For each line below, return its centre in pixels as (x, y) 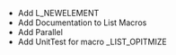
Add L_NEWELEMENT (58, 13)
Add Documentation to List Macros (82, 23)
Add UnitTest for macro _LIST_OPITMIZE (92, 41)
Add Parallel (40, 32)
